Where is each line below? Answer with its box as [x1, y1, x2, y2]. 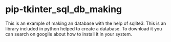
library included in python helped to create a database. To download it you [5, 25, 162, 31]
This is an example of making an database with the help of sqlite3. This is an [5, 20, 166, 26]
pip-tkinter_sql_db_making [5, 4, 122, 15]
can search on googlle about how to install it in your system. [5, 31, 132, 37]
